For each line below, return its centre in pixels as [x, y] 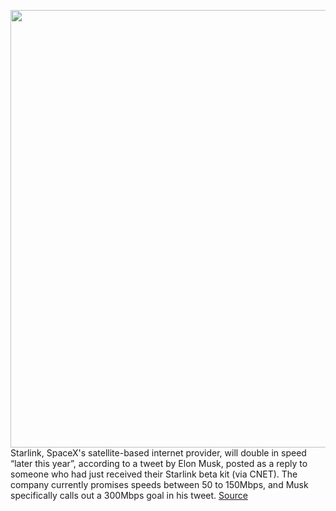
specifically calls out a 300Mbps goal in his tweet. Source [129, 495]
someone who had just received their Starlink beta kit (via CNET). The [154, 474]
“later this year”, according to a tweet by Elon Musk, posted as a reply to [159, 463]
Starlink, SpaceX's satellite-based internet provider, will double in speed [158, 453]
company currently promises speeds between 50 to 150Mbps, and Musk [159, 484]
